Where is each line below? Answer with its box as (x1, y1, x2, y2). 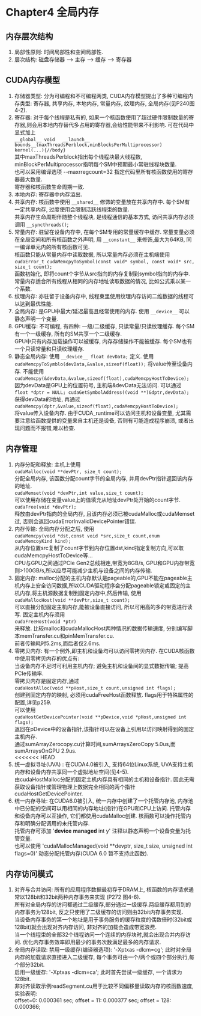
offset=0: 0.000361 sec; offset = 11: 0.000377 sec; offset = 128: (14, 997, 172, 1004)
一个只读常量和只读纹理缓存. (14, 345, 85, 352)
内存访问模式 (5, 869, 53, 880)
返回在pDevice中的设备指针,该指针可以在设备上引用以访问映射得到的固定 (14, 725, 194, 732)
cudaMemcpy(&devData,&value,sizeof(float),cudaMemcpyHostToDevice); (14, 375, 190, 382)
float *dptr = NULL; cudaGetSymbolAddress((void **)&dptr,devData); (14, 389, 190, 396)
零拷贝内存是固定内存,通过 (14, 677, 79, 684)
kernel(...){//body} (14, 147, 66, 153)
